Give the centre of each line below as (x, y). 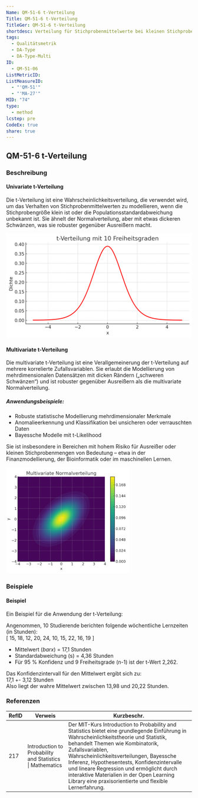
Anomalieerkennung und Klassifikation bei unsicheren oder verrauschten (103, 422)
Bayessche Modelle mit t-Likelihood (58, 435)
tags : (13, 38)
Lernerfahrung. (86, 787)
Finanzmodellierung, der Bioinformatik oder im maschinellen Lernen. (89, 459)
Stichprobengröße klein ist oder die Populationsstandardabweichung (89, 212)
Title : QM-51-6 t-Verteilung (42, 19)
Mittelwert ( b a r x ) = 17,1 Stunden (53, 649)
